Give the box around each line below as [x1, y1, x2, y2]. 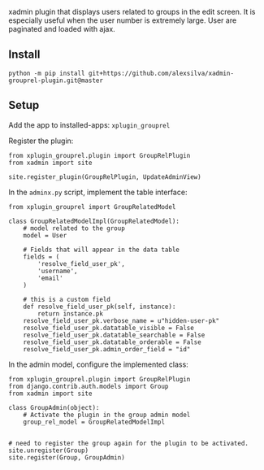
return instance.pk [37, 309, 104, 318]
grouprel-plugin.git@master [8, 76, 104, 85]
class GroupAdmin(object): [8, 403, 100, 411]
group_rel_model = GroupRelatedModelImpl [23, 418, 165, 426]
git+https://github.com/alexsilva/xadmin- [88, 69, 234, 77]
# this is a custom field [23, 295, 111, 303]
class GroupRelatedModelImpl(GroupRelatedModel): [8, 217, 180, 225]
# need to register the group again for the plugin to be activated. [8, 439, 249, 447]
